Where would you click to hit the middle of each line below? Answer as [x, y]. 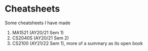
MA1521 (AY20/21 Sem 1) [38, 32]
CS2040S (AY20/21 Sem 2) [40, 38]
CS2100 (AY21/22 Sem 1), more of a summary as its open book [77, 43]
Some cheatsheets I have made [38, 23]
